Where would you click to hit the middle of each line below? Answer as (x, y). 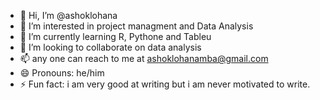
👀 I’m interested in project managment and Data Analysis (136, 26)
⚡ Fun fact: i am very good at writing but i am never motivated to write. (165, 84)
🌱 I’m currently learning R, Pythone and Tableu (115, 36)
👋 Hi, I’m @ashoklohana (68, 15)
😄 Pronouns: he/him (62, 73)
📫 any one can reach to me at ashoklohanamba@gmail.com (144, 58)
